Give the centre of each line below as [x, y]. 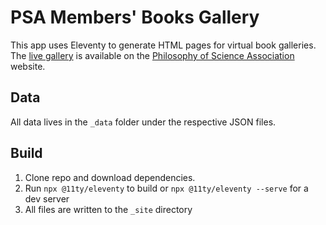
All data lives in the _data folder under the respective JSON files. [143, 122]
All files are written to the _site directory [108, 209]
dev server [47, 198]
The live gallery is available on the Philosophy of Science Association [152, 55]
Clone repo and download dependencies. [110, 177]
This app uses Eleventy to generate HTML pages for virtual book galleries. [163, 45]
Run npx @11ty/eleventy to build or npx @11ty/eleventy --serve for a [166, 188]
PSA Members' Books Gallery [135, 17]
